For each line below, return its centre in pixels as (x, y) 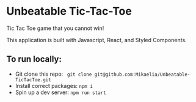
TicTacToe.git (33, 80)
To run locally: (34, 59)
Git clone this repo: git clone (53, 74)
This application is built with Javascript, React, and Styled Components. (97, 40)
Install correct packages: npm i (54, 86)
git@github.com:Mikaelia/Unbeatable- (142, 75)
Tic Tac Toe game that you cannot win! (55, 28)
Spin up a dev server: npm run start (60, 92)
